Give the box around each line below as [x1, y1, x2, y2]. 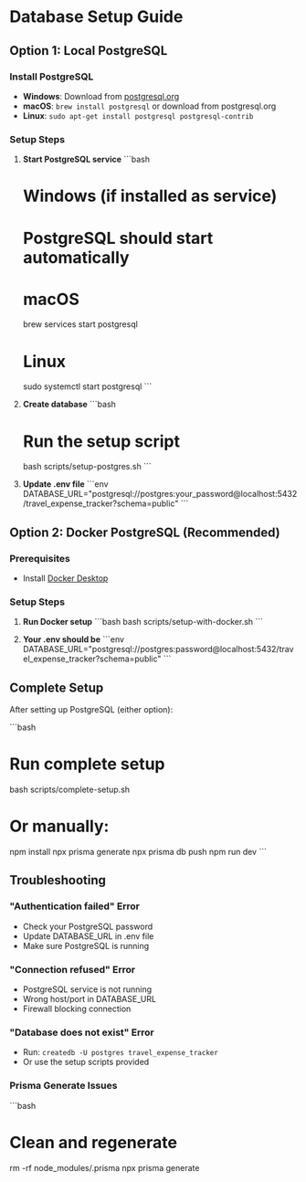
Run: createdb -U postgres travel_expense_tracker [22, 1047, 219, 1058]
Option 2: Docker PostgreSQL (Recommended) [9, 524, 280, 540]
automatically [22, 247, 130, 268]
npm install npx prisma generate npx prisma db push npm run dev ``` [9, 847, 268, 858]
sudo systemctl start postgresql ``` [22, 381, 153, 392]
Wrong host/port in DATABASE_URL [22, 994, 157, 1005]
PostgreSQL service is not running [22, 984, 153, 995]
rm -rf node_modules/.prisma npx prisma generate [9, 1162, 200, 1173]
